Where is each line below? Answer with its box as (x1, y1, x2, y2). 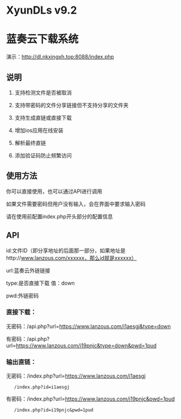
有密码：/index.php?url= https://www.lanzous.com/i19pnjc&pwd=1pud (6, 395, 175, 402)
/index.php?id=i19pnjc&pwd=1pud (14, 407, 94, 413)
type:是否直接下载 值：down (6, 279, 75, 286)
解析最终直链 (14, 139, 46, 146)
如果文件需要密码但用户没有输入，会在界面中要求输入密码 (6, 200, 146, 207)
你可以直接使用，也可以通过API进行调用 (6, 188, 103, 195)
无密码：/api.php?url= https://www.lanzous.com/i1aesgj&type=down (6, 323, 171, 330)
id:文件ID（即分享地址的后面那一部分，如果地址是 (6, 247, 126, 254)
